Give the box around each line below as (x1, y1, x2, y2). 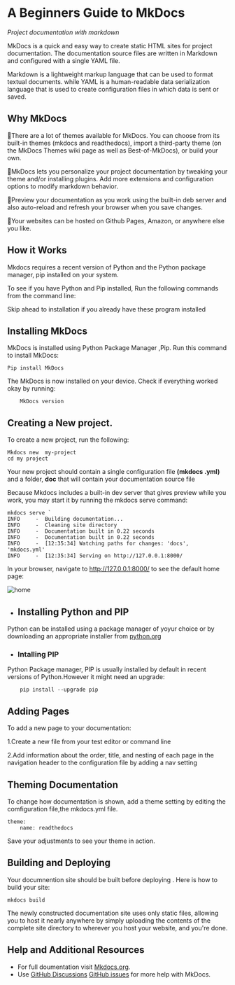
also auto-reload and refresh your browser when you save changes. (7, 203, 203, 211)
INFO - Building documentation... (7, 516, 124, 523)
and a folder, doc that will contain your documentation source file (7, 475, 196, 484)
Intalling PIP (17, 649, 59, 659)
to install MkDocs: (7, 351, 59, 360)
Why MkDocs (7, 113, 68, 125)
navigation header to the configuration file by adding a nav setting (7, 758, 197, 767)
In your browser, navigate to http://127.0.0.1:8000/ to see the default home (7, 565, 220, 573)
